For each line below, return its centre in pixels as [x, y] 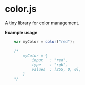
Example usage [21, 32]
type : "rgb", [50, 65]
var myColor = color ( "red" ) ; [44, 42]
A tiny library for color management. [42, 23]
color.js [21, 9]
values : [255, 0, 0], [56, 70]
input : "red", [50, 60]
